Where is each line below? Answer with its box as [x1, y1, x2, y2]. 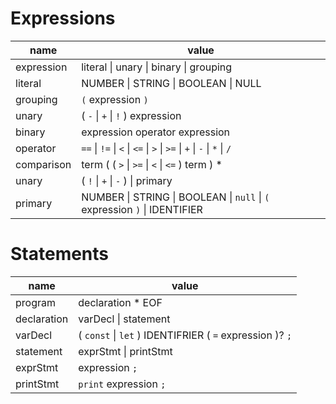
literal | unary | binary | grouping [81, 60, 233, 74]
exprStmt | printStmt [78, 344, 173, 358]
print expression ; [78, 377, 167, 391]
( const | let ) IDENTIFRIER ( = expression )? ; [78, 328, 293, 342]
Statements [10, 243, 110, 266]
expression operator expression [81, 125, 231, 139]
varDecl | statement [78, 312, 171, 326]
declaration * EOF [78, 295, 163, 309]
